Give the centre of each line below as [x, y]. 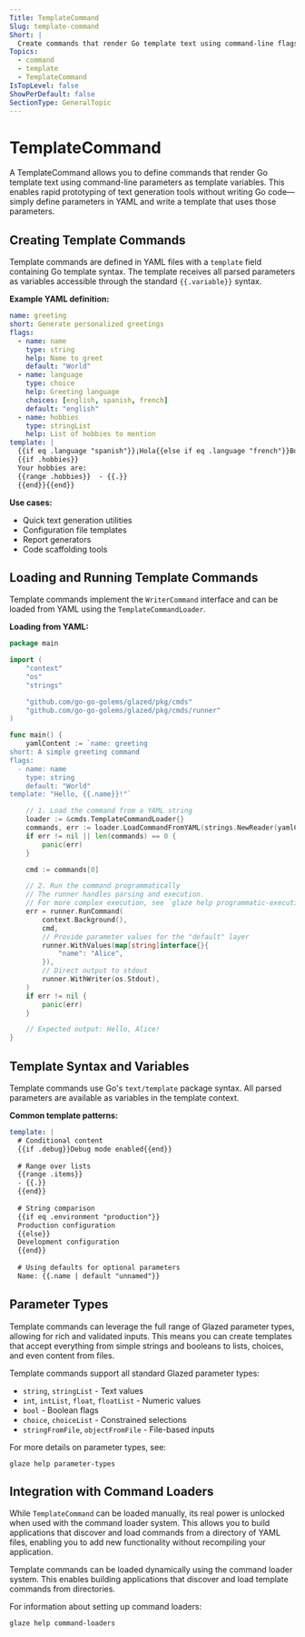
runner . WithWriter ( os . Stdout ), [101, 980]
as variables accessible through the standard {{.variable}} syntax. [136, 281]
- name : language [50, 375]
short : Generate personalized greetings [87, 324]
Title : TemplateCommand [54, 18]
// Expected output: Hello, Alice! [93, 1030]
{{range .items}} [50, 1174]
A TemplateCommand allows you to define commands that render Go [138, 173]
